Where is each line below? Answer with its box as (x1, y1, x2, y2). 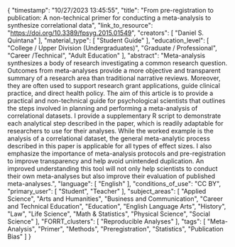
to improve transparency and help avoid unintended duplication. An (7, 157, 204, 165)
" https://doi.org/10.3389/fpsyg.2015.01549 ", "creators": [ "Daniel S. (7, 28, 204, 37)
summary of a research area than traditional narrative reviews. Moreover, (7, 74, 221, 82)
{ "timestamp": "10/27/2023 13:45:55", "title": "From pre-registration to (7, 6, 214, 14)
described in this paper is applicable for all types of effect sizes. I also (7, 142, 212, 150)
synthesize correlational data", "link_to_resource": (7, 21, 153, 29)
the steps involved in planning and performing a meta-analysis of (7, 104, 198, 112)
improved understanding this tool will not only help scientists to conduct (7, 165, 218, 172)
